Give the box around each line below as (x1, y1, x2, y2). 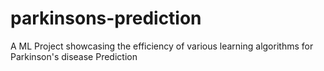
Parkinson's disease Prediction (10, 50, 138, 62)
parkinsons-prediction (10, 7, 202, 30)
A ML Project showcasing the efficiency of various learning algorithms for (10, 40, 314, 52)
